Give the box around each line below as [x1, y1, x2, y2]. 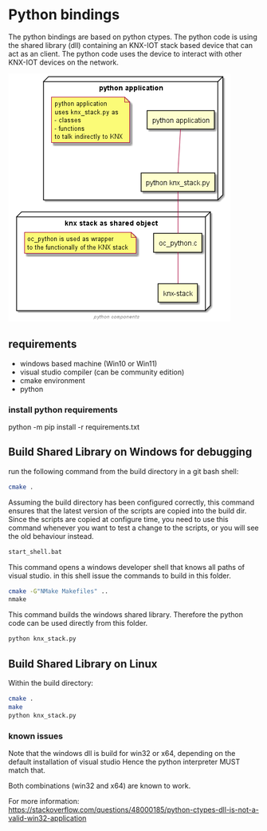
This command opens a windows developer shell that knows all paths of [8, 562, 245, 572]
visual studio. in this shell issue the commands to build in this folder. [8, 571, 231, 580]
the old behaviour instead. [8, 531, 94, 540]
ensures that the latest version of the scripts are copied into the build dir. [8, 505, 247, 516]
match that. [8, 765, 46, 775]
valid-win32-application [8, 813, 87, 823]
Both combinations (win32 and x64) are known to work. [8, 781, 191, 790]
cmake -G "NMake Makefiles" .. [8, 587, 109, 596]
